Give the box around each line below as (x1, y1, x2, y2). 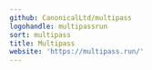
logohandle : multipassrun (9, 22, 107, 31)
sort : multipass (9, 30, 71, 39)
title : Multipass (9, 38, 76, 48)
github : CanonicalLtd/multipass (9, 13, 132, 23)
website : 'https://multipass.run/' (9, 47, 145, 56)
